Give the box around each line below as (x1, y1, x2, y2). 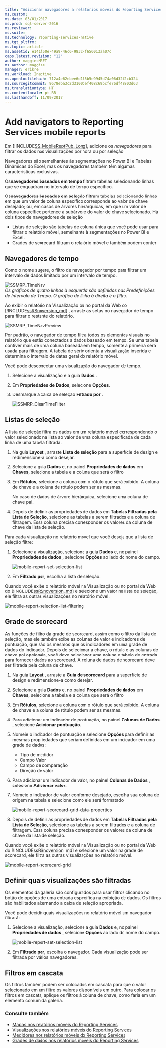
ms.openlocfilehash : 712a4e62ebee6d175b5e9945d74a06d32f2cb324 (5, 76, 138, 81)
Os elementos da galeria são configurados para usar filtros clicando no (5, 889, 150, 896)
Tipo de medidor (19, 751, 54, 757)
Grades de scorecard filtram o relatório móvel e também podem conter (12, 240, 157, 246)
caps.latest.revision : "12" (5, 53, 63, 59)
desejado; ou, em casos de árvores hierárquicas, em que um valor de (5, 204, 147, 210)
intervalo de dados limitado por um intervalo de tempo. (5, 272, 117, 278)
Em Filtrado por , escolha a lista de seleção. (12, 573, 101, 579)
